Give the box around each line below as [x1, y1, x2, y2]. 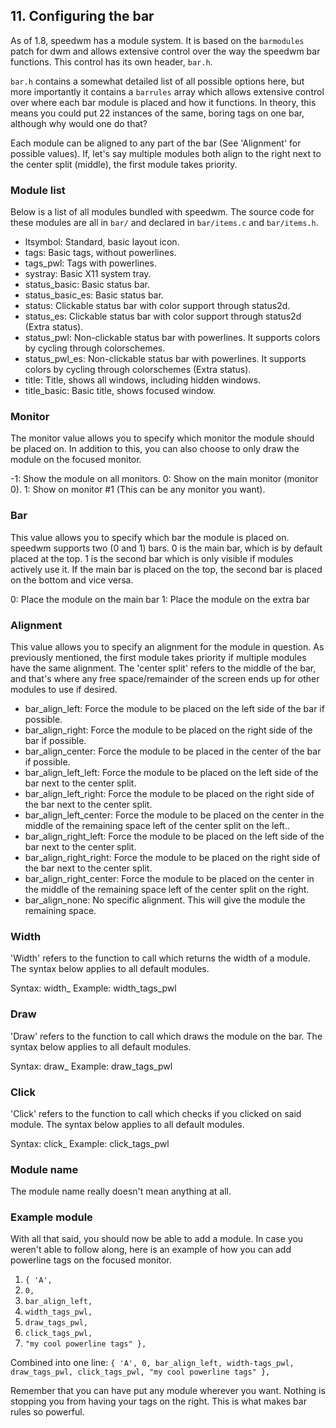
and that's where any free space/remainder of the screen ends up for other [10, 673, 320, 684]
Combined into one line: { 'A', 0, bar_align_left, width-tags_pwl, [10, 1357, 295, 1369]
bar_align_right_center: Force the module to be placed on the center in [24, 873, 315, 884]
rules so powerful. [10, 1406, 85, 1418]
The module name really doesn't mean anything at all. [10, 1185, 232, 1198]
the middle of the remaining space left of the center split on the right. [24, 884, 310, 895]
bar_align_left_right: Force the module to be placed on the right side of [24, 788, 315, 799]
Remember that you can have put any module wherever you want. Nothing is [10, 1385, 326, 1397]
